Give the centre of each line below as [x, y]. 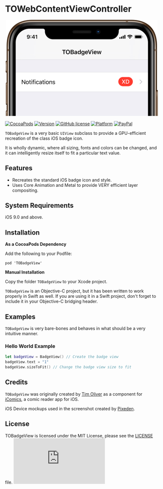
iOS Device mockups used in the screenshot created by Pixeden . [70, 408]
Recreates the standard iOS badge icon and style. [62, 180]
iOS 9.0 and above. [24, 217]
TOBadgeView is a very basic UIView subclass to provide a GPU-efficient [75, 133]
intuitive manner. [22, 334]
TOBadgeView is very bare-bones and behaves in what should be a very [75, 328]
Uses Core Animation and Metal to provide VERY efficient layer [75, 185]
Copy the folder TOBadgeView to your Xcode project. [56, 282]
